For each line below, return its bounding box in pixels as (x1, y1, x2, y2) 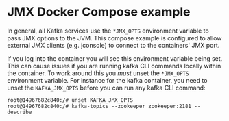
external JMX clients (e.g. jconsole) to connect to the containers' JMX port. (7, 41, 220, 49)
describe (7, 109, 32, 116)
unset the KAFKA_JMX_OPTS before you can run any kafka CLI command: (7, 83, 206, 92)
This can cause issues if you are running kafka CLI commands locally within (7, 62, 221, 70)
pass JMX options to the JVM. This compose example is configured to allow (7, 33, 222, 42)
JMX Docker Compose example (7, 4, 191, 20)
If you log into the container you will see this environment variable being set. (7, 54, 223, 62)
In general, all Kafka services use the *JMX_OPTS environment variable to (7, 27, 209, 35)
